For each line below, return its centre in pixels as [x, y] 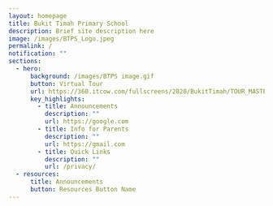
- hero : [29, 69]
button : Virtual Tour [67, 84]
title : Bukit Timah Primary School [69, 24]
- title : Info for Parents [83, 129]
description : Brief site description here [81, 31]
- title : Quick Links [74, 152]
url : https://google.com [87, 122]
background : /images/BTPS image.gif [92, 76]
